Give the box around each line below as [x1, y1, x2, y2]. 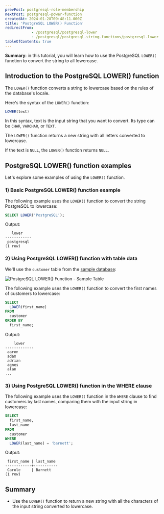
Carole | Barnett [7, 467, 51, 473]
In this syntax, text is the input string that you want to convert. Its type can [5, 118, 155, 124]
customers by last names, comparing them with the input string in [5, 399, 138, 405]
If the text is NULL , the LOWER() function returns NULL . [5, 147, 109, 153]
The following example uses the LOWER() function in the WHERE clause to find [5, 393, 157, 399]
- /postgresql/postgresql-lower [31, 30, 97, 35]
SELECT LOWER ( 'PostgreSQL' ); [5, 213, 65, 218]
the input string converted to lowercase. [12, 503, 93, 510]
